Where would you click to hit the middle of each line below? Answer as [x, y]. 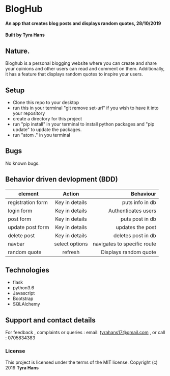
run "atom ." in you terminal [41, 135]
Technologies [27, 270]
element [29, 193]
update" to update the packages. [47, 130]
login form [20, 211]
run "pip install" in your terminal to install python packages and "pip [83, 124]
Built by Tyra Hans [25, 35]
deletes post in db [135, 235]
